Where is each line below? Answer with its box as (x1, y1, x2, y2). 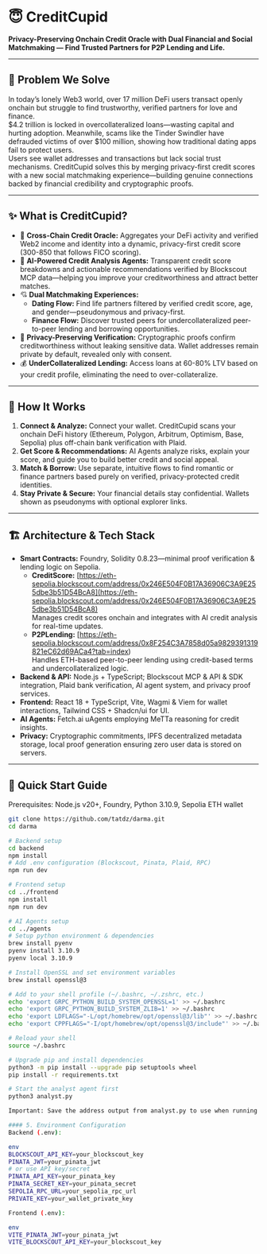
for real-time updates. (31, 621, 103, 631)
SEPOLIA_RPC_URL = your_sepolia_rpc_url (8, 1187, 137, 1195)
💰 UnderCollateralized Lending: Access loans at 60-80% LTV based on (19, 358, 258, 367)
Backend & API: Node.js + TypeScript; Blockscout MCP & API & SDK (19, 672, 244, 681)
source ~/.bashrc (8, 1042, 66, 1050)
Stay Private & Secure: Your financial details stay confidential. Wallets (19, 489, 250, 499)
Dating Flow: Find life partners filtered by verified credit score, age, (31, 298, 253, 308)
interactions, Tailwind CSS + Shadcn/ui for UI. (19, 706, 170, 716)
